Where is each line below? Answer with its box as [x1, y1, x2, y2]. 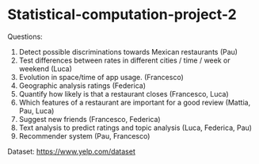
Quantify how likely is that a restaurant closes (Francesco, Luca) [18, 89, 229, 98]
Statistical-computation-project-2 [7, 6, 237, 24]
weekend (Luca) [18, 63, 73, 73]
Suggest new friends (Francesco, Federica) [18, 114, 161, 124]
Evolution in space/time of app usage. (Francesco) [18, 72, 184, 82]
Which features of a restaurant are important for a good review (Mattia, [18, 97, 251, 107]
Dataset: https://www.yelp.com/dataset [7, 147, 136, 156]
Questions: [7, 32, 43, 41]
